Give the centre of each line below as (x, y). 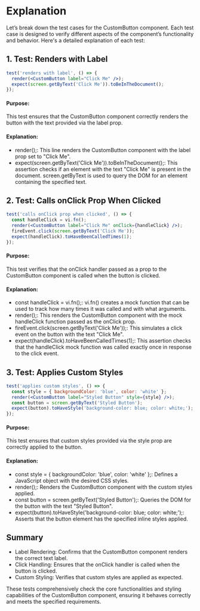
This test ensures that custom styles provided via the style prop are (89, 441)
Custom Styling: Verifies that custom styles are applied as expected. (99, 577)
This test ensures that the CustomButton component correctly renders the (97, 117)
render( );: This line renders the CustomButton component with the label (103, 150)
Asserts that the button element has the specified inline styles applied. (101, 519)
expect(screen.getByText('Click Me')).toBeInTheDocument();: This (96, 162)
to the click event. (37, 353)
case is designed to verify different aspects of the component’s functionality (100, 34)
